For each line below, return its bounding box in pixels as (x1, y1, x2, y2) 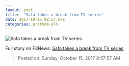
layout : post (5, 7, 33, 13)
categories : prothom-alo (5, 21, 58, 27)
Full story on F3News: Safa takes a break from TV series (5, 45, 124, 51)
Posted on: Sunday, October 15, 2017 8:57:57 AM (17, 55, 121, 61)
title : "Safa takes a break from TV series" (5, 12, 104, 17)
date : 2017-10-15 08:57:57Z (5, 17, 65, 22)
